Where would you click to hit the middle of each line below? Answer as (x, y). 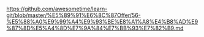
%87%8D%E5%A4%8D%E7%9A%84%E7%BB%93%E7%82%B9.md (95, 28)
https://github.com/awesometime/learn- (57, 9)
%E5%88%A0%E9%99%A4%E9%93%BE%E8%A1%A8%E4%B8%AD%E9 (102, 22)
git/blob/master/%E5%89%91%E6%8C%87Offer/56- (74, 15)
